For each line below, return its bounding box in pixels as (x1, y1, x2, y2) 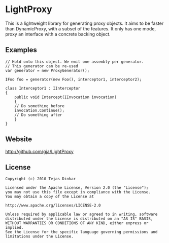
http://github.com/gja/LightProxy (5, 148, 74, 154)
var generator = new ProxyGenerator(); (5, 68, 90, 73)
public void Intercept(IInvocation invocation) (14, 95, 117, 100)
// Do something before (14, 103, 65, 108)
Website (5, 135, 32, 144)
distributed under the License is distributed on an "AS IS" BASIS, (5, 216, 153, 221)
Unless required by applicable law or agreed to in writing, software (5, 212, 158, 217)
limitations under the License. (5, 234, 74, 239)
